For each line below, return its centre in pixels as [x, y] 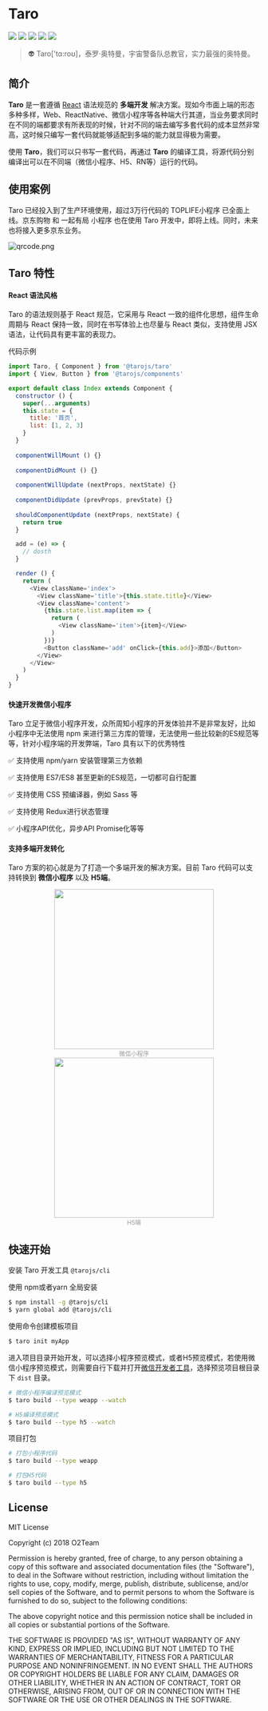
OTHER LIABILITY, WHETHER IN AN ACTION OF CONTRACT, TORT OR [124, 1682]
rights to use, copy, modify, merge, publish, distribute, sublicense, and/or [128, 1583]
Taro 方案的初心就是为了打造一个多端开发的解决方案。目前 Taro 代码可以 [127, 868]
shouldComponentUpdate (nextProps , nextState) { [98, 515]
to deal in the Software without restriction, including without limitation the [128, 1575]
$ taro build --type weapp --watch [67, 1400]
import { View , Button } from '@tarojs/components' [96, 374]
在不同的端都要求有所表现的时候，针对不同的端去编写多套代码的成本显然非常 [134, 124]
